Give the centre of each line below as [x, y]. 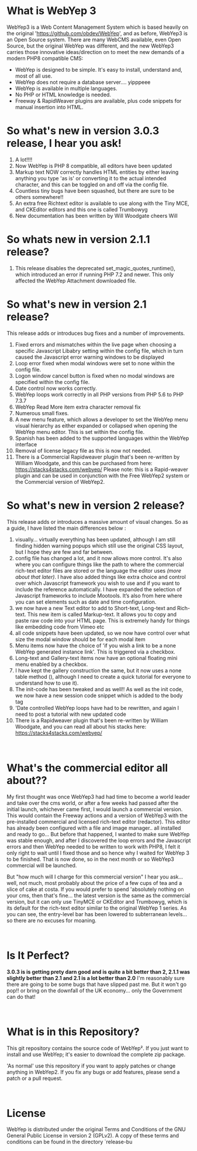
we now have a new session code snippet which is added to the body [99, 695]
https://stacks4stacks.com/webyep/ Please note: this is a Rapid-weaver [102, 469]
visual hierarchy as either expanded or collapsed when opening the [96, 425]
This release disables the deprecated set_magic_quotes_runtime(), [95, 268]
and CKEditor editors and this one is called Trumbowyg [81, 209]
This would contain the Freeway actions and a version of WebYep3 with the [97, 815]
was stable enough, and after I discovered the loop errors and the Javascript [99, 840]
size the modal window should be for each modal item [80, 639]
